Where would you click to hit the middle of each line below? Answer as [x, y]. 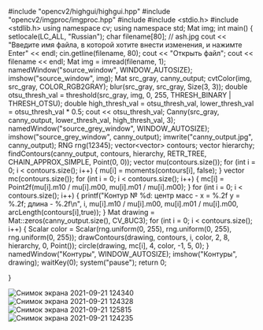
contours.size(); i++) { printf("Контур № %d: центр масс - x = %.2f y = [124, 195]
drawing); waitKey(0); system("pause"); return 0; [87, 262]
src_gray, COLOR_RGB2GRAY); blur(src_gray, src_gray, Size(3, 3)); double [128, 87]
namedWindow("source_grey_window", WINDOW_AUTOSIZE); [109, 128]
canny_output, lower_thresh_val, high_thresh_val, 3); [92, 120]
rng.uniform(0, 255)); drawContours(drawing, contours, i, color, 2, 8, [119, 237]
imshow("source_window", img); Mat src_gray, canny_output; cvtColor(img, [130, 78]
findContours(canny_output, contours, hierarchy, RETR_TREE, [107, 154]
